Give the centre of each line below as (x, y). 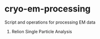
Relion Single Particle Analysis (42, 31)
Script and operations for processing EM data (50, 22)
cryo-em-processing (48, 9)
